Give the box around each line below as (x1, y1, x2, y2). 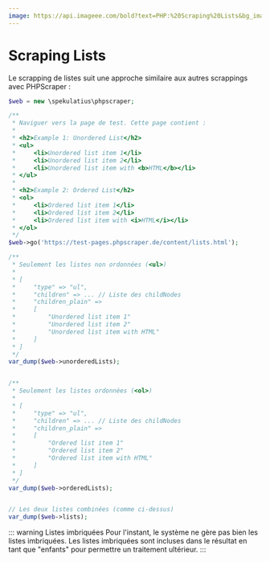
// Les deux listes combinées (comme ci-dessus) (8, 506, 174, 514)
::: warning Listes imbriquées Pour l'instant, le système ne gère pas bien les (8, 527, 259, 537)
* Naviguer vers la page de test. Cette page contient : (11, 119, 207, 127)
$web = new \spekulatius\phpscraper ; (8, 97, 135, 105)
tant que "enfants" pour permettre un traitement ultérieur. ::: (8, 544, 207, 555)
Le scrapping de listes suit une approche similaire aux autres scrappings (8, 73, 248, 83)
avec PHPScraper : (8, 81, 71, 91)
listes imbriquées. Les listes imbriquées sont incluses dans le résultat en (8, 536, 247, 546)
